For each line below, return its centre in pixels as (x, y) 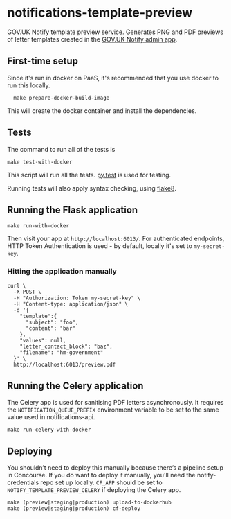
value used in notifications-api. (51, 417)
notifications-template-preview (100, 13)
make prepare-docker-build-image (62, 98)
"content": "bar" (50, 328)
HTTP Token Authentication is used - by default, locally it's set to (100, 246)
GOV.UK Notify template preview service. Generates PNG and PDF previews (115, 32)
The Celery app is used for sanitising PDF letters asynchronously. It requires (115, 403)
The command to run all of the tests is (61, 149)
